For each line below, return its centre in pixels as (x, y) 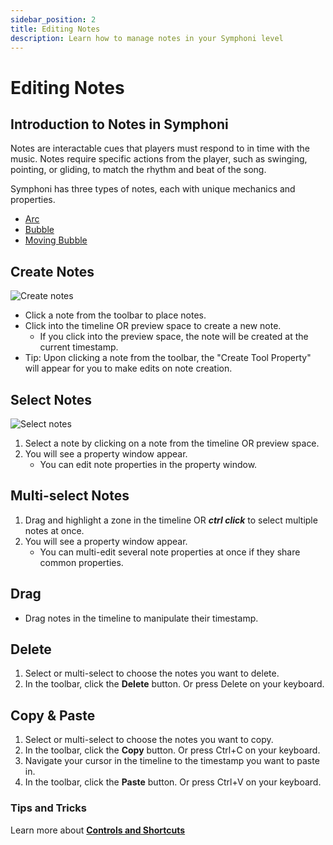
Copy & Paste (53, 715)
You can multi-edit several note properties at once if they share (170, 552)
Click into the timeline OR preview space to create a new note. (153, 326)
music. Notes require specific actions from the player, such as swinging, (159, 159)
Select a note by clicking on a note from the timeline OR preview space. (172, 443)
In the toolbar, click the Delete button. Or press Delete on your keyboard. (174, 684)
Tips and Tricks (49, 808)
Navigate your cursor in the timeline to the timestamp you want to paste (172, 761)
